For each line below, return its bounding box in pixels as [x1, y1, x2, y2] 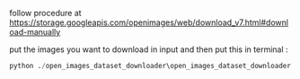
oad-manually [9, 27, 61, 37]
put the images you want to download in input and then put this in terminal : [9, 44, 289, 55]
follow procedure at [9, 8, 83, 18]
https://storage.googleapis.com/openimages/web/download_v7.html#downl [9, 17, 289, 28]
